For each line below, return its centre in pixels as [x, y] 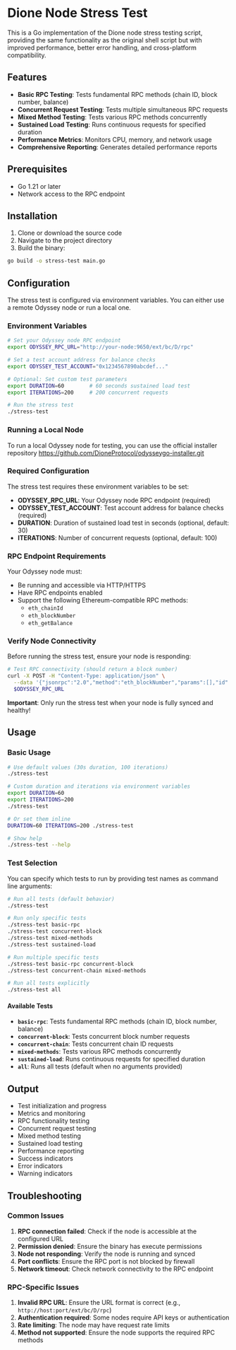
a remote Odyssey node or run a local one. [69, 308]
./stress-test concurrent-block [55, 931]
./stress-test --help [39, 845]
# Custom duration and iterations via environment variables [99, 786]
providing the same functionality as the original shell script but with [105, 40]
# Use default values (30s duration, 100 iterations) [88, 767]
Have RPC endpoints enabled [60, 593]
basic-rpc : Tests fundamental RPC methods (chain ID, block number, [117, 1022]
